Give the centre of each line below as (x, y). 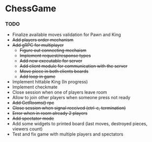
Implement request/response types (55, 56)
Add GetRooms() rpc (33, 103)
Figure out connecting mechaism (53, 50)
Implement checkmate (35, 87)
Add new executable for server (51, 61)
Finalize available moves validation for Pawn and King (67, 35)
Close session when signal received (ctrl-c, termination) (69, 108)
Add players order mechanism (43, 40)
